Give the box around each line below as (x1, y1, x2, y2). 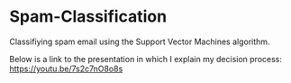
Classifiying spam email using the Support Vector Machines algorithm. (9, 36, 270, 47)
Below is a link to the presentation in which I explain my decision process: (9, 53, 282, 64)
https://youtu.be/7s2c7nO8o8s (9, 63, 123, 74)
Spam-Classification (9, 6, 168, 27)
